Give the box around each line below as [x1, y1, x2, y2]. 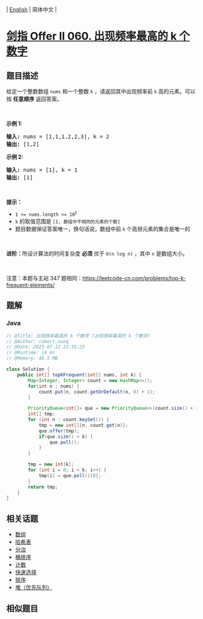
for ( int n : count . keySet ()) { [28, 417, 110, 423]
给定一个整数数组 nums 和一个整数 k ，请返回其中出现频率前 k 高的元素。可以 [6, 88, 196, 95]
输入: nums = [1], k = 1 [6, 167, 78, 173]
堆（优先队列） [14, 584, 53, 591]
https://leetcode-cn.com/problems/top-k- [82, 275, 186, 281]
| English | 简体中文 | [6, 6, 57, 13]
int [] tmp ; [28, 411, 56, 417]
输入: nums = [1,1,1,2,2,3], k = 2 [6, 133, 110, 140]
